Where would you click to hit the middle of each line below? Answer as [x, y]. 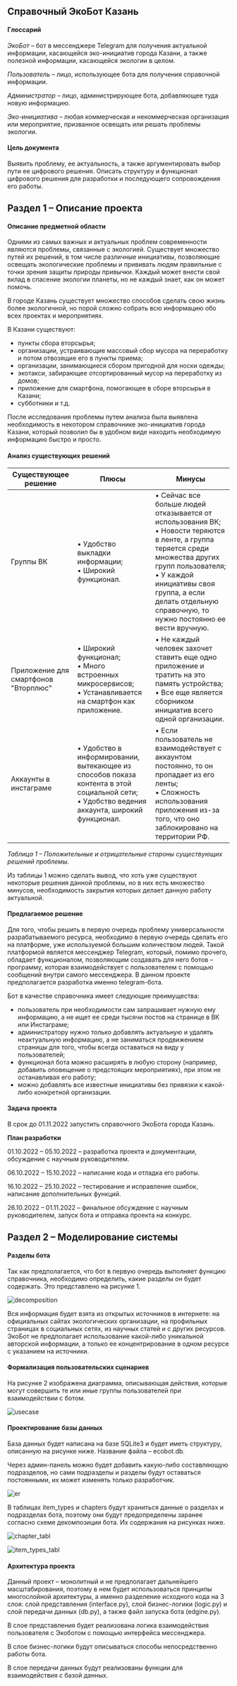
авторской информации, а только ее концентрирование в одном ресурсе [118, 1344]
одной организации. [189, 719]
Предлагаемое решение [45, 914]
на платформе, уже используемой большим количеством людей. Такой [116, 944]
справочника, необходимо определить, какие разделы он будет [104, 1279]
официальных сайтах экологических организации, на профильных [108, 1321]
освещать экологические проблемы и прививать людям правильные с [115, 264]
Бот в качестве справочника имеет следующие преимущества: [103, 996]
